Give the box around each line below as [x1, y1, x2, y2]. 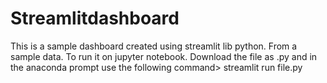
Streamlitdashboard [10, 7, 180, 30]
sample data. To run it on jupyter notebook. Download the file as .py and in [10, 50, 318, 62]
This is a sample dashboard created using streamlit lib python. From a [10, 40, 298, 52]
